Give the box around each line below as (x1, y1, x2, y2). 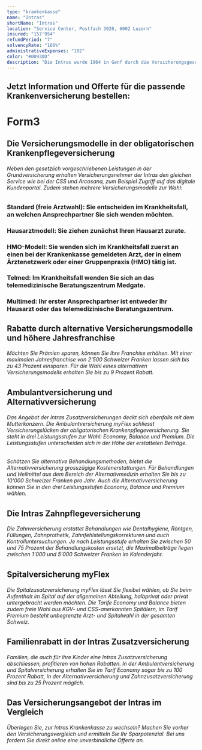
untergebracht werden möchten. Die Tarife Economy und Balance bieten (7, 599, 186, 606)
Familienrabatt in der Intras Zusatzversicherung (7, 637, 189, 647)
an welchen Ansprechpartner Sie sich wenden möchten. (7, 210, 174, 218)
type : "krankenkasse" (7, 8, 61, 15)
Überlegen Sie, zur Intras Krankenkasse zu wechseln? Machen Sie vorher (7, 724, 189, 731)
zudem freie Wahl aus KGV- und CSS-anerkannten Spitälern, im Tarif (7, 605, 178, 612)
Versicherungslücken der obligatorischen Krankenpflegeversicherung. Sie (7, 426, 189, 434)
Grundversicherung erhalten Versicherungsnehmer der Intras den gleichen (7, 171, 191, 179)
